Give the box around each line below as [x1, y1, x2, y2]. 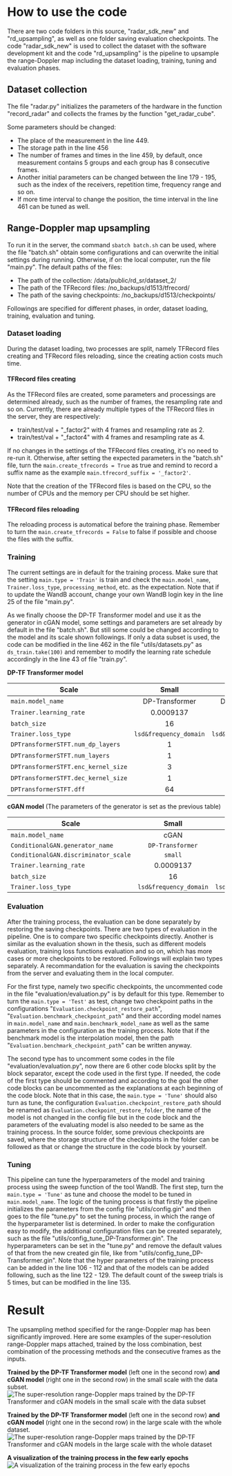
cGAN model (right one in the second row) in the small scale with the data [7, 1376, 218, 1384]
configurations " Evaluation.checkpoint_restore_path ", [7, 1004, 162, 1012]
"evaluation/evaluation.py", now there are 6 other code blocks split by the [7, 1061, 216, 1070]
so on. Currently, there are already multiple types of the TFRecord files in [7, 405, 215, 413]
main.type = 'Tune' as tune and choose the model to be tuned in [7, 1190, 192, 1199]
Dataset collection [7, 84, 88, 95]
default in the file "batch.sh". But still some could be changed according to [7, 625, 219, 634]
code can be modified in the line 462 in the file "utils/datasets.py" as [7, 640, 202, 648]
